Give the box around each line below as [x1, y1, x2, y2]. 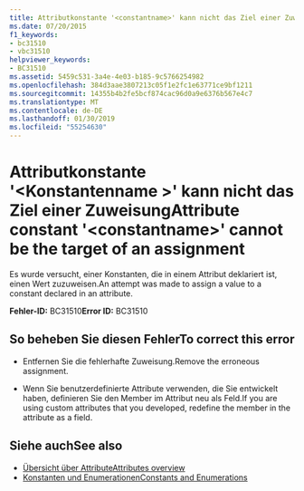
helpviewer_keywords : [9, 55, 91, 64]
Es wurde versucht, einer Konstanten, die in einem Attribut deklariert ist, [9, 268, 278, 279]
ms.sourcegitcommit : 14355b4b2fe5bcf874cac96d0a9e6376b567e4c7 [9, 89, 253, 98]
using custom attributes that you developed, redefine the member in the [22, 402, 291, 413]
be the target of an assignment [9, 239, 246, 259]
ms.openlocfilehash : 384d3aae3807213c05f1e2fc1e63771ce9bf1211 [9, 81, 253, 90]
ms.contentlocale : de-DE [9, 106, 103, 115]
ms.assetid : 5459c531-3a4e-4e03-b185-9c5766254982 [9, 72, 204, 82]
